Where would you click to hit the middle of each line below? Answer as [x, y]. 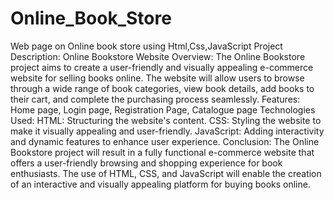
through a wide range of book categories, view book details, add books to [162, 88]
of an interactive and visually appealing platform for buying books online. [160, 184]
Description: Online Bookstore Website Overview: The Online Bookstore [158, 56]
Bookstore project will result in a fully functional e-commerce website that [162, 152]
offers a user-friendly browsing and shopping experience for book [146, 163]
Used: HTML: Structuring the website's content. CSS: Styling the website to [166, 120]
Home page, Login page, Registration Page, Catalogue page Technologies [163, 109]
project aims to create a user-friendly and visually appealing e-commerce [162, 67]
